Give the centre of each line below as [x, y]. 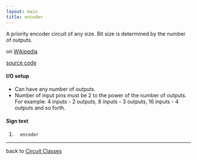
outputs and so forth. [40, 108]
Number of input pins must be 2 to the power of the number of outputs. [101, 95]
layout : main [22, 11]
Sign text [17, 121]
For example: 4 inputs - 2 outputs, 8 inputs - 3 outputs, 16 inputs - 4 [96, 101]
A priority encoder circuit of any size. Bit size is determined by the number [96, 33]
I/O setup [18, 76]
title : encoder [25, 17]
